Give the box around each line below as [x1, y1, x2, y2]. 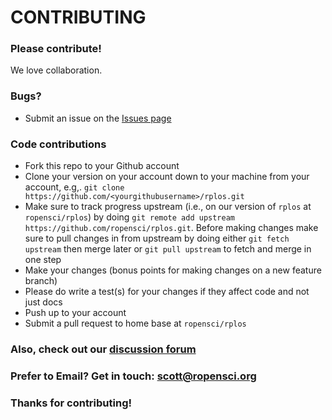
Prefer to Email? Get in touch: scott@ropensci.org [10, 369, 257, 383]
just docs [24, 296, 63, 308]
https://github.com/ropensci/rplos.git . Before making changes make [24, 222, 319, 234]
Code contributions [10, 137, 107, 151]
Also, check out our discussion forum [10, 342, 197, 356]
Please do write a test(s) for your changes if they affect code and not [24, 286, 310, 298]
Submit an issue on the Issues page [24, 112, 172, 124]
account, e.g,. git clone [24, 181, 125, 193]
